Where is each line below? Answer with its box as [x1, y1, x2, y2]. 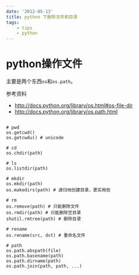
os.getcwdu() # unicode [6, 135, 64, 141]
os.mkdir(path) [6, 181, 43, 187]
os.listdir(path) [6, 166, 48, 171]
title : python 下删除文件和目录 [6, 14, 78, 20]
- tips [16, 25, 33, 31]
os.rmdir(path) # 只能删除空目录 [6, 210, 81, 216]
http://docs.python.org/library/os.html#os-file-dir [14, 102, 133, 109]
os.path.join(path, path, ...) [6, 263, 82, 269]
